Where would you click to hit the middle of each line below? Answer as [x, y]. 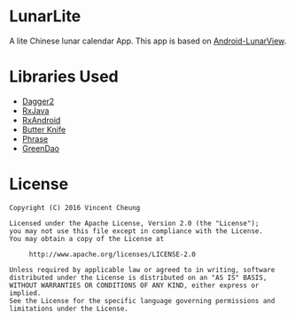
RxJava [35, 110]
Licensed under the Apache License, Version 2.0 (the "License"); [134, 223]
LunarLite [45, 16]
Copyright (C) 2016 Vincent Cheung [75, 207]
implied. [25, 293]
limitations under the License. [69, 308]
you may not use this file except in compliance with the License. [136, 231]
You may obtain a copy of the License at [87, 238]
